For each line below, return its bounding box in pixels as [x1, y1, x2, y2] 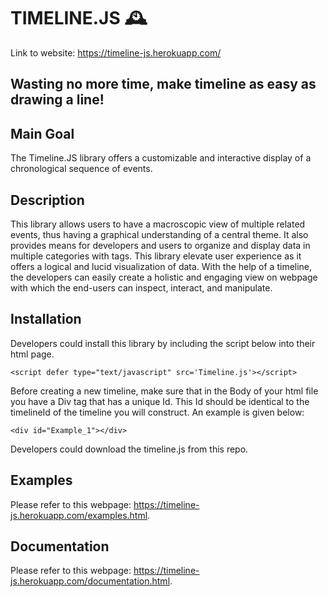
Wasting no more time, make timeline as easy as [10, 76, 317, 93]
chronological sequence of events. [10, 163, 153, 175]
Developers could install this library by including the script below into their [10, 337, 316, 349]
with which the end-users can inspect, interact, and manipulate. [10, 281, 273, 294]
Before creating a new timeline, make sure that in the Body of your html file [10, 385, 319, 397]
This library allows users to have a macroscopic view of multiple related [10, 218, 306, 230]
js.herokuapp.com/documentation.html [10, 575, 171, 587]
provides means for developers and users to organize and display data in [10, 239, 311, 251]
